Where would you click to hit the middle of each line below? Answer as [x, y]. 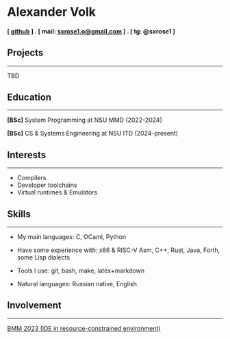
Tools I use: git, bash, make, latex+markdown [81, 271]
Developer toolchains [47, 185]
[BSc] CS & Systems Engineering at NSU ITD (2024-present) [93, 134]
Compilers [31, 178]
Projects [25, 53]
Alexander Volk [52, 12]
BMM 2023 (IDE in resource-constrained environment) [84, 328]
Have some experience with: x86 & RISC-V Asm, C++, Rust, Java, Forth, [118, 250]
